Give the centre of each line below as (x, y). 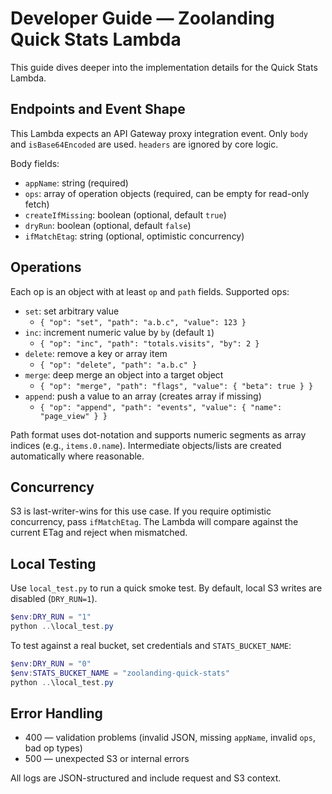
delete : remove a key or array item (96, 353)
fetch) (37, 204)
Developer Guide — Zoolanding (142, 18)
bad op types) (53, 748)
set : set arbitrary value (72, 311)
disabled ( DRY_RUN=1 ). (54, 599)
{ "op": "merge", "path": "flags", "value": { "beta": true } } (176, 386)
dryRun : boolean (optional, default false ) (108, 225)
